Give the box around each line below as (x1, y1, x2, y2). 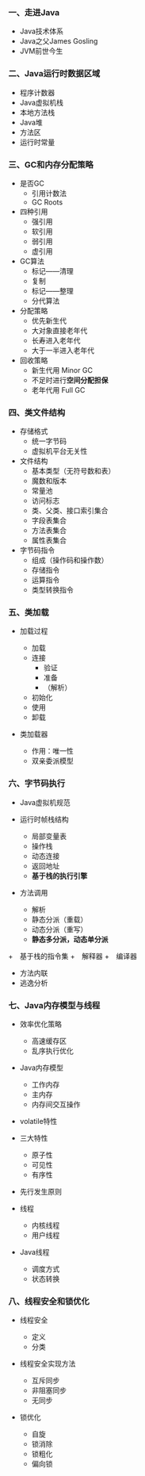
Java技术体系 (19, 26, 64, 36)
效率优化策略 (19, 1019, 62, 1029)
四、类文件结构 (8, 407, 66, 418)
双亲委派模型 (31, 756, 74, 766)
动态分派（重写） (31, 924, 88, 934)
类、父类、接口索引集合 (31, 506, 109, 516)
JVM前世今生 (19, 46, 63, 56)
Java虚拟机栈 (19, 98, 64, 107)
